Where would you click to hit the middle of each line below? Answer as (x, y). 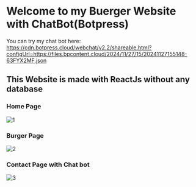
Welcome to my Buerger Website (91, 11)
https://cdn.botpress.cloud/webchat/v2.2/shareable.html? (79, 48)
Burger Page (25, 135)
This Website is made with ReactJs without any (98, 79)
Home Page (24, 107)
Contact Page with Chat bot (48, 164)
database (25, 89)
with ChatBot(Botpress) (68, 24)
